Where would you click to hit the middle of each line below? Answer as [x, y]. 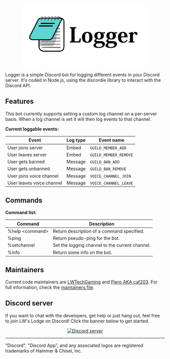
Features [19, 101]
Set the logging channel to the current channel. [102, 245]
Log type [76, 140]
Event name [112, 140]
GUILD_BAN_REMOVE [108, 169]
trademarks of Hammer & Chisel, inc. [44, 351]
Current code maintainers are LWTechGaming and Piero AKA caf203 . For [81, 282]
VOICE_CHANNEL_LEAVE [112, 183]
